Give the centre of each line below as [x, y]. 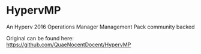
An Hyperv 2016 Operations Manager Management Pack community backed [100, 27]
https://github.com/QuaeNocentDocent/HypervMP [69, 45]
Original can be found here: [40, 38]
